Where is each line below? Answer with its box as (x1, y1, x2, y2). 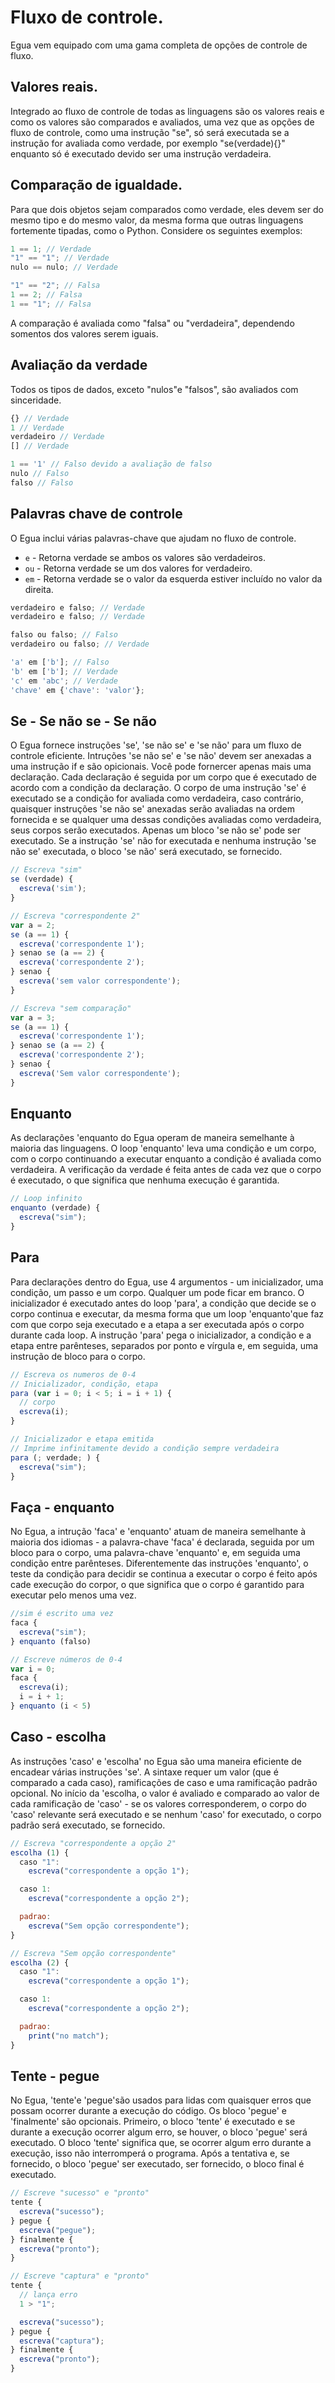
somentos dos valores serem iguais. (10, 327, 159, 340)
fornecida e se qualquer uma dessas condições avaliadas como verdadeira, (10, 814, 322, 826)
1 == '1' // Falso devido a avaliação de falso (10, 459, 213, 470)
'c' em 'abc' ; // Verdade (10, 676, 118, 686)
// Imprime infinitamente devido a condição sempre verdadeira (10, 1443, 280, 1453)
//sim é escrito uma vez (10, 1609, 114, 1619)
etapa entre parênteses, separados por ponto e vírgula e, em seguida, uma (10, 1339, 319, 1351)
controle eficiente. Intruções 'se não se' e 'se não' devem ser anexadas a (10, 750, 312, 762)
